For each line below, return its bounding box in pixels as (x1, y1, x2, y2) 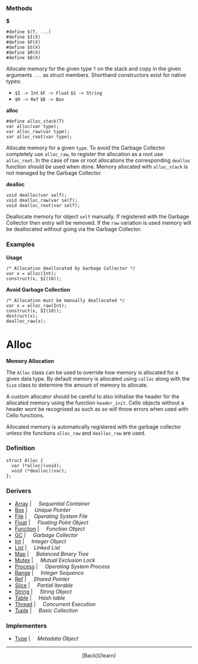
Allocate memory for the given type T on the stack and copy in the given (6, 65, 181, 72)
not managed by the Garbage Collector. (6, 170, 102, 177)
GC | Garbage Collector (14, 532, 78, 539)
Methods (6, 4, 32, 12)
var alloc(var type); (6, 124, 60, 129)
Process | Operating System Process (14, 563, 110, 570)
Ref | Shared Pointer (14, 575, 70, 583)
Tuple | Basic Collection (14, 607, 78, 614)
